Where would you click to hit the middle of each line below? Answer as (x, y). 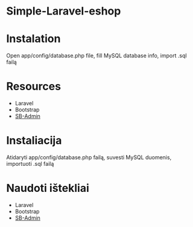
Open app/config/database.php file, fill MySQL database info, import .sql (96, 56)
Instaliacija (34, 141)
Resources (34, 87)
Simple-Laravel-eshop (64, 11)
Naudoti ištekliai (48, 188)
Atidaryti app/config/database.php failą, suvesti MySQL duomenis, (89, 157)
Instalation (33, 39)
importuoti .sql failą (30, 164)
